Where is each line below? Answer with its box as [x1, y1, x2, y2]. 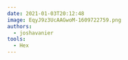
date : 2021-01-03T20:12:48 [7, 10, 85, 17]
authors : [7, 23, 32, 30]
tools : [7, 36, 26, 43]
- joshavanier [13, 29, 54, 37]
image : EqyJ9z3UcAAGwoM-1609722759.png [7, 17, 122, 23]
